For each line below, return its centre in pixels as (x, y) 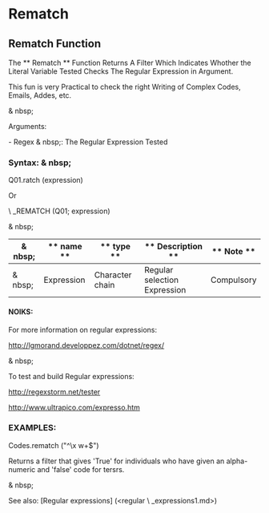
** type (115, 247)
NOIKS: (21, 311)
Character (113, 275)
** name (65, 247)
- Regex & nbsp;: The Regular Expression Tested (88, 142)
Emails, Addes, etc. (40, 95)
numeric (22, 469)
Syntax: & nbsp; (40, 163)
